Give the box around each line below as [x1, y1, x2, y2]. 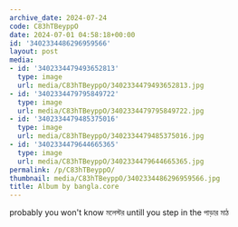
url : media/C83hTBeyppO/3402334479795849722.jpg [17, 106, 205, 115]
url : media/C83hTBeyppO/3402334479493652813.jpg [17, 81, 205, 90]
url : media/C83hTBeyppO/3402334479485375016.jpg [17, 132, 205, 141]
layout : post [9, 47, 59, 56]
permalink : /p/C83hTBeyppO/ [9, 165, 116, 174]
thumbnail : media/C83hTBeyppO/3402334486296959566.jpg [9, 173, 221, 183]
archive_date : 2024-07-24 [9, 13, 107, 23]
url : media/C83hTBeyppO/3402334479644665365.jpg [17, 156, 205, 166]
